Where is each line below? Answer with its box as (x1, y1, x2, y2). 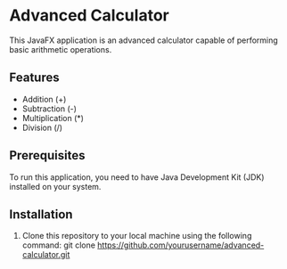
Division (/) (21, 122, 63, 133)
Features (9, 70, 60, 86)
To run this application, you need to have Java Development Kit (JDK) (9, 171, 265, 183)
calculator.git (21, 249, 70, 260)
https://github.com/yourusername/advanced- (97, 240, 265, 250)
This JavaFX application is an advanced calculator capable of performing (9, 35, 278, 45)
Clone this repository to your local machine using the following (21, 231, 252, 241)
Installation (9, 207, 73, 222)
